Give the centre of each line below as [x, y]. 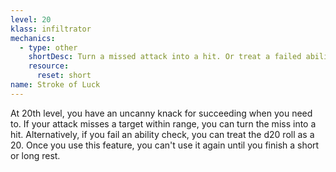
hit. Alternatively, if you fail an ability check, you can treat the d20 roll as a [162, 134]
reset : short [64, 76]
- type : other [48, 47]
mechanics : [33, 38]
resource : [49, 66]
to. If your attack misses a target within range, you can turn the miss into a [163, 123]
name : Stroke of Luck [55, 85]
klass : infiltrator [51, 29]
